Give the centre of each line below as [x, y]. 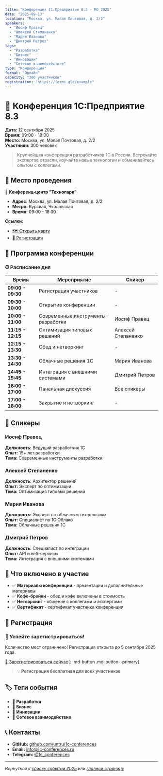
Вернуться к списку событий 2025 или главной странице [65, 768]
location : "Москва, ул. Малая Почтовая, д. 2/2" [55, 18]
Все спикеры [130, 389]
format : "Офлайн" [23, 73]
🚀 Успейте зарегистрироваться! [45, 636]
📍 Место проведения [38, 180]
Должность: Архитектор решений [41, 481]
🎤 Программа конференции [49, 253]
